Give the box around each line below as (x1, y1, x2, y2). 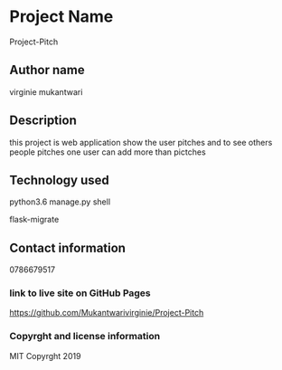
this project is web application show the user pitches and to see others (9, 137, 273, 147)
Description (9, 113, 77, 128)
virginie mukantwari (9, 86, 83, 97)
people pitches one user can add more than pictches (9, 147, 206, 157)
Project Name (9, 6, 114, 27)
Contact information (9, 240, 127, 255)
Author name (9, 62, 85, 78)
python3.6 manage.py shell (9, 196, 111, 207)
